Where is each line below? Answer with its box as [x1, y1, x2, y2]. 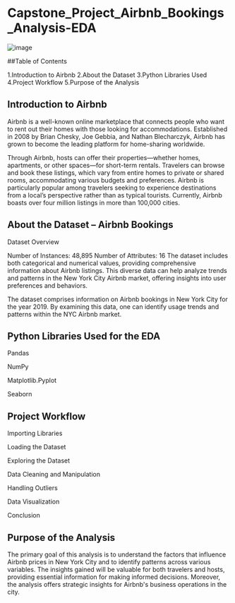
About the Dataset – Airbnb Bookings [7, 219, 174, 231]
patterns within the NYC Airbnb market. [7, 310, 122, 318]
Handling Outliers [7, 484, 58, 492]
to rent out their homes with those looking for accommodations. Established [7, 125, 228, 133]
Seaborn [7, 390, 32, 398]
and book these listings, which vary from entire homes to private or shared [7, 168, 224, 177]
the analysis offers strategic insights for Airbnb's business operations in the [7, 580, 227, 588]
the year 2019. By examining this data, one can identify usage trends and [7, 302, 219, 311]
